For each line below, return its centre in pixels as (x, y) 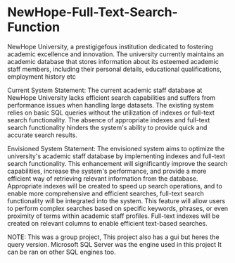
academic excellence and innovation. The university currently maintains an (116, 54)
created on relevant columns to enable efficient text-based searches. (107, 223)
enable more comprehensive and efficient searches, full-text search (106, 193)
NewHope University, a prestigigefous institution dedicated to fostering (110, 46)
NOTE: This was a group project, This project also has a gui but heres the (113, 237)
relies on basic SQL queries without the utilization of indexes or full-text (111, 113)
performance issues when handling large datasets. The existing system (111, 105)
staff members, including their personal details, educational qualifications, (115, 69)
